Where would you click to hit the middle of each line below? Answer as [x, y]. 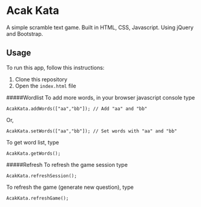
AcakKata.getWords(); [34, 153]
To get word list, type [33, 142]
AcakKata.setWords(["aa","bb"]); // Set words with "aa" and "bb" [92, 131]
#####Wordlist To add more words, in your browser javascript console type [101, 97]
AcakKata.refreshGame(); [38, 198]
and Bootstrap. [25, 33]
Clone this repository [41, 79]
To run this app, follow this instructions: [55, 67]
